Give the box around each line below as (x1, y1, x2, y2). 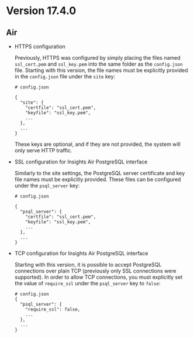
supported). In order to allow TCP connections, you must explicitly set (14, 274, 183, 281)
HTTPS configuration (14, 43, 66, 50)
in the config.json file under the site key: (14, 73, 116, 80)
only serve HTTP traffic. (14, 147, 72, 153)
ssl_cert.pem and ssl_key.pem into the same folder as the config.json (14, 60, 183, 67)
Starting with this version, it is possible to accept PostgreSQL (14, 261, 162, 268)
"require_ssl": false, (25, 306, 81, 312)
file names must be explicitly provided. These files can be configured (14, 176, 181, 183)
